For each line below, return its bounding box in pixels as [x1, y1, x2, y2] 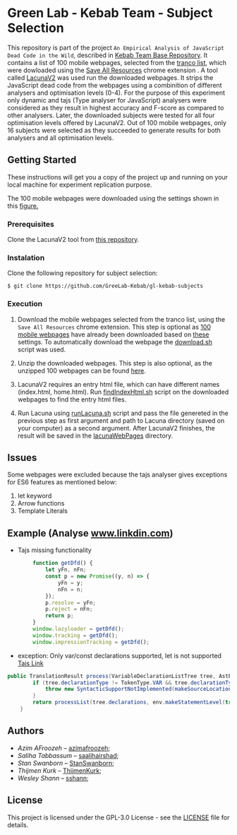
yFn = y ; [57, 579, 83, 586]
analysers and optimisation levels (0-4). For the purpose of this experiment [7, 88, 226, 97]
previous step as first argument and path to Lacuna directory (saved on [17, 416, 225, 425]
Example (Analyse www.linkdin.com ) [7, 527, 174, 539]
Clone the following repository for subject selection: [7, 269, 158, 277]
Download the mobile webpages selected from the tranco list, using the [17, 315, 226, 323]
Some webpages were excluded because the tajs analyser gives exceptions [7, 470, 228, 479]
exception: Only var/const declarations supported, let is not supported [17, 651, 222, 660]
